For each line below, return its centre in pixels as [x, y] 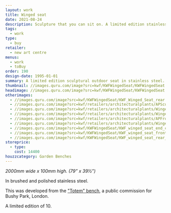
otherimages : [19, 95]
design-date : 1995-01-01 [32, 76]
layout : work [19, 10]
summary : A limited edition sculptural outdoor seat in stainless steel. [85, 81]
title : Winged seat [26, 15]
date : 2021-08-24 [24, 19]
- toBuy [18, 67]
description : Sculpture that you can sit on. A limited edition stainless [86, 24]
